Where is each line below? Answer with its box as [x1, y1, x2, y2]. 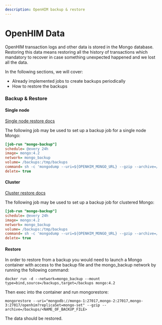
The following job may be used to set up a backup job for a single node [5, 127, 146, 133]
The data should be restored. [5, 315, 63, 322]
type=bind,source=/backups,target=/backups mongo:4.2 [5, 281, 116, 286]
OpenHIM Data [5, 28, 65, 39]
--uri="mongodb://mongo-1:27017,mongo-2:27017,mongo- [33, 298, 144, 304]
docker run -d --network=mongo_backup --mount [5, 277, 100, 281]
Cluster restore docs [5, 190, 46, 196]
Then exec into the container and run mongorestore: [5, 289, 109, 295]
